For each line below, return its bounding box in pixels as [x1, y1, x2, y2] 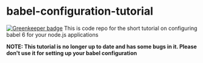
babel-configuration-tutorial [6, 4, 154, 18]
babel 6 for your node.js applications [6, 31, 99, 38]
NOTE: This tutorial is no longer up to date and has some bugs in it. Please [6, 43, 197, 50]
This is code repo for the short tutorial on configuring [63, 24, 198, 32]
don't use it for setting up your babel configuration [6, 49, 137, 56]
